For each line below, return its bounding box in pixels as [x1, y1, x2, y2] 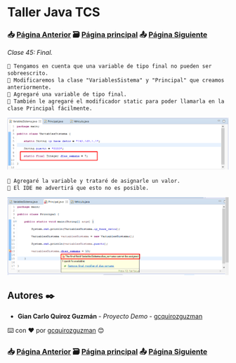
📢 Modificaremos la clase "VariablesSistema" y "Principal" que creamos [7, 77, 225, 84]
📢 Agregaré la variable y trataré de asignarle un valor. [7, 177, 181, 184]
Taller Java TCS [7, 4, 100, 20]
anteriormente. [7, 84, 52, 91]
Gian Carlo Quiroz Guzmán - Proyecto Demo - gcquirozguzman [17, 312, 203, 320]
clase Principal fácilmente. [7, 105, 93, 113]
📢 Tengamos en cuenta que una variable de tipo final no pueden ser [7, 63, 212, 70]
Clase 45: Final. [7, 49, 53, 57]
